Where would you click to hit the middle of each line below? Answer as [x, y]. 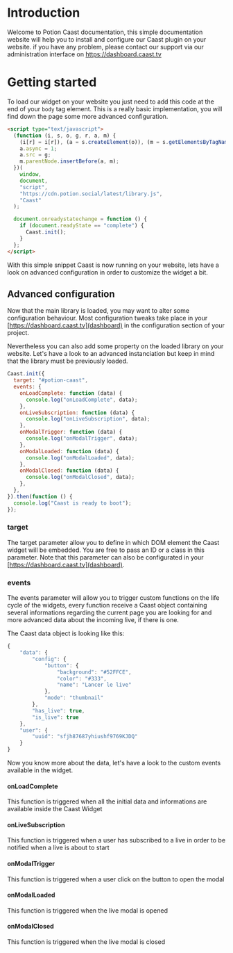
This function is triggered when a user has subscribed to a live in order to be [116, 840]
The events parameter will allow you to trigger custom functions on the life [113, 598]
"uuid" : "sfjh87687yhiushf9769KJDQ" [85, 737]
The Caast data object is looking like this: [66, 633]
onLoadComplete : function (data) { [71, 393]
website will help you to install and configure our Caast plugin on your [107, 39]
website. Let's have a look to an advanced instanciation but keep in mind [111, 354]
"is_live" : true [55, 717]
